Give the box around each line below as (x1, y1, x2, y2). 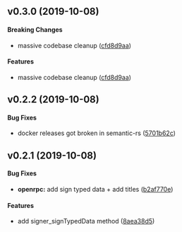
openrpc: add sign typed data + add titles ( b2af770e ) (17, 185, 174, 193)
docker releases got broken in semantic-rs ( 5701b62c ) (17, 129, 176, 137)
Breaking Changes (7, 25, 63, 34)
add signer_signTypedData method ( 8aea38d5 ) (17, 217, 155, 226)
